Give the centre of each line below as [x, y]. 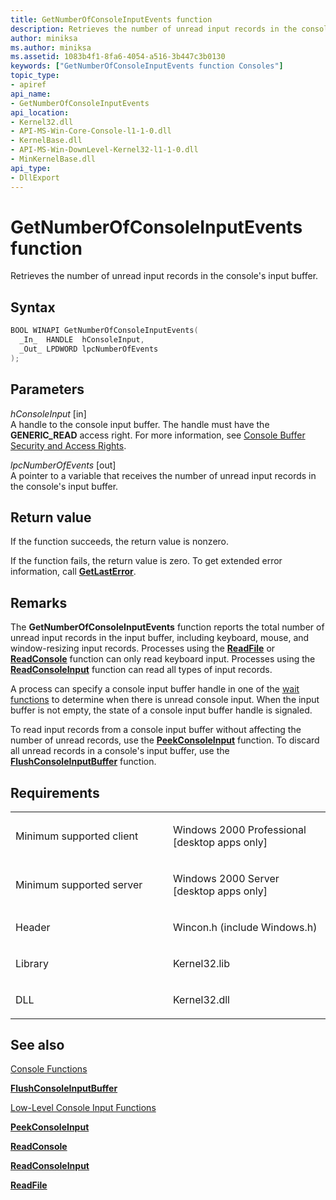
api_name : [31, 94]
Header [33, 927]
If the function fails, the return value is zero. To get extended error [146, 561]
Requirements [55, 792]
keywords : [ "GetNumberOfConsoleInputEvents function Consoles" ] [147, 66]
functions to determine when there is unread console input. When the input [165, 700]
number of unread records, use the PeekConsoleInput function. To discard [165, 740]
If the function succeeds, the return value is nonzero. [120, 542]
